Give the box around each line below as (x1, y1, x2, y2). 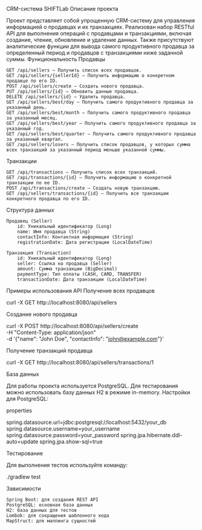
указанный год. (6, 126, 45, 132)
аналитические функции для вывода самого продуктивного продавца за (6, 42, 195, 50)
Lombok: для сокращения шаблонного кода (6, 512, 110, 518)
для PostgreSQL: (6, 395, 48, 402)
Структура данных (6, 206, 54, 213)
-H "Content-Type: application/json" (6, 329, 96, 336)
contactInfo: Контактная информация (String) (17, 234, 134, 240)
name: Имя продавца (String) (17, 229, 91, 235)
